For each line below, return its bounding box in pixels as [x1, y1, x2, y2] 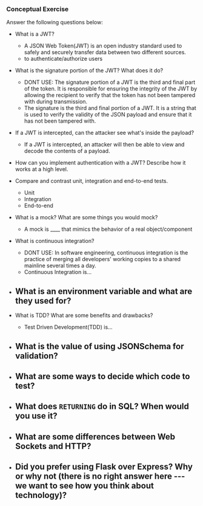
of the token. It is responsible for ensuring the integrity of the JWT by [24, 85, 198, 92]
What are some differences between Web [15, 431, 176, 442]
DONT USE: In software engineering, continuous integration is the [24, 249, 188, 256]
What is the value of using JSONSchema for [15, 341, 184, 351]
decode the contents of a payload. [24, 148, 110, 155]
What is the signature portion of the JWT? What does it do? [15, 67, 164, 74]
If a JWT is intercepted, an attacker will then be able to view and [24, 141, 185, 148]
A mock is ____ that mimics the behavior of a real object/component [24, 225, 193, 233]
